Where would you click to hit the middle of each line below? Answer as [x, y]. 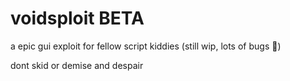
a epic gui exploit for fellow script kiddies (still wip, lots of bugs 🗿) [146, 46]
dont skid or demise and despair [77, 65]
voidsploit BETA [77, 18]
